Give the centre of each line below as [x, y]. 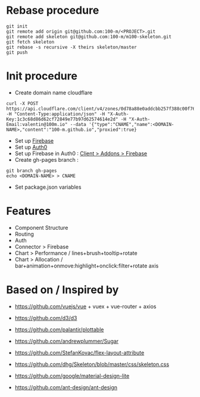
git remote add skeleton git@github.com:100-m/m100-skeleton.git [89, 36]
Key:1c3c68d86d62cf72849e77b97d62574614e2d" [62, 119]
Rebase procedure [53, 10]
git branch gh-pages [32, 171]
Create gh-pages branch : [46, 159]
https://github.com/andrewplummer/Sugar [67, 341]
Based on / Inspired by [62, 290]
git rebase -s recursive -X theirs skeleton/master [71, 47]
